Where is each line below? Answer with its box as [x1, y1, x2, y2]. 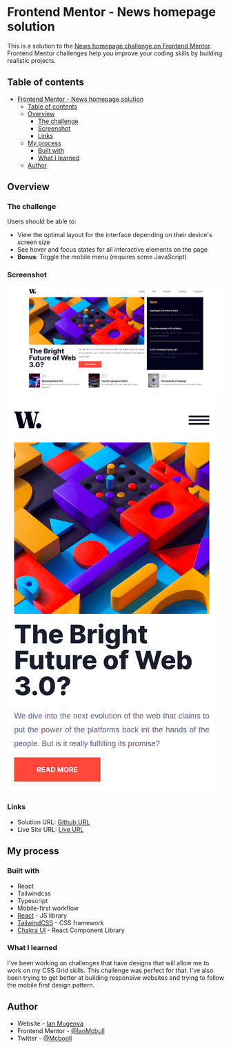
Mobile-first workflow [17, 904, 79, 912]
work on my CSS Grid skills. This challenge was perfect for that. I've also [7, 966, 214, 974]
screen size [17, 238, 50, 246]
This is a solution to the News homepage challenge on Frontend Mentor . [7, 41, 212, 50]
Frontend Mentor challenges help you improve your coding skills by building [7, 49, 223, 57]
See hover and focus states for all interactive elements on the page [17, 245, 208, 254]
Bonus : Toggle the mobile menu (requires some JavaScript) [17, 253, 188, 261]
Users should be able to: [7, 217, 77, 225]
